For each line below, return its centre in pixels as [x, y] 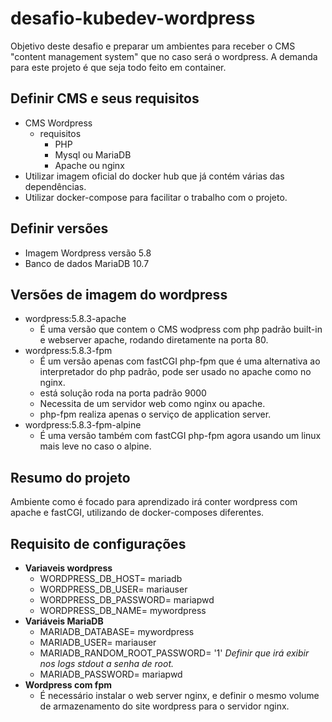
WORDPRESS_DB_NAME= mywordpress [123, 610]
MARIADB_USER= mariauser [98, 642]
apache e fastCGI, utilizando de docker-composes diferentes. [137, 513]
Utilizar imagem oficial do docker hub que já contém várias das [154, 176]
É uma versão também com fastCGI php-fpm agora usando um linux [180, 436]
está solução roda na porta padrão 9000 [123, 393]
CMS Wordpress [58, 123]
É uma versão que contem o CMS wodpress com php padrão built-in [181, 329]
